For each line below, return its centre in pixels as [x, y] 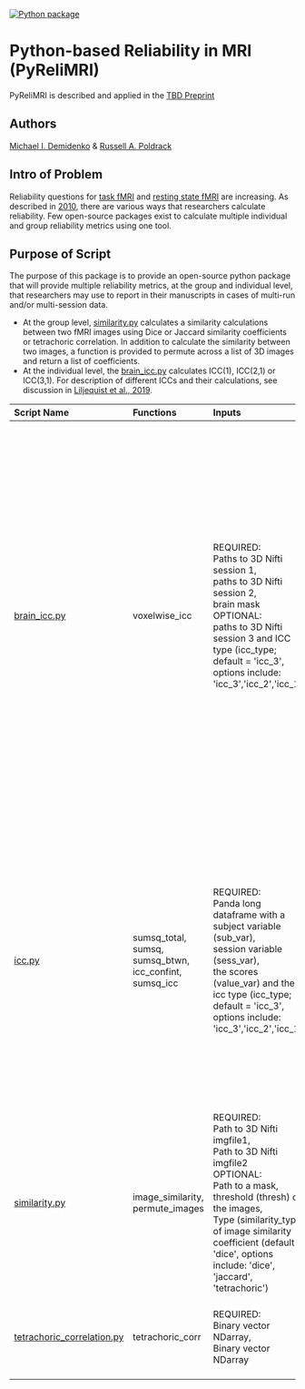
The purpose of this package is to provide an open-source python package [150, 276]
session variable [248, 949]
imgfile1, [232, 1141]
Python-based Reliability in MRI [131, 51]
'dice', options [243, 1254]
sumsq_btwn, [162, 960]
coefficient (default [254, 1242]
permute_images [168, 1209]
